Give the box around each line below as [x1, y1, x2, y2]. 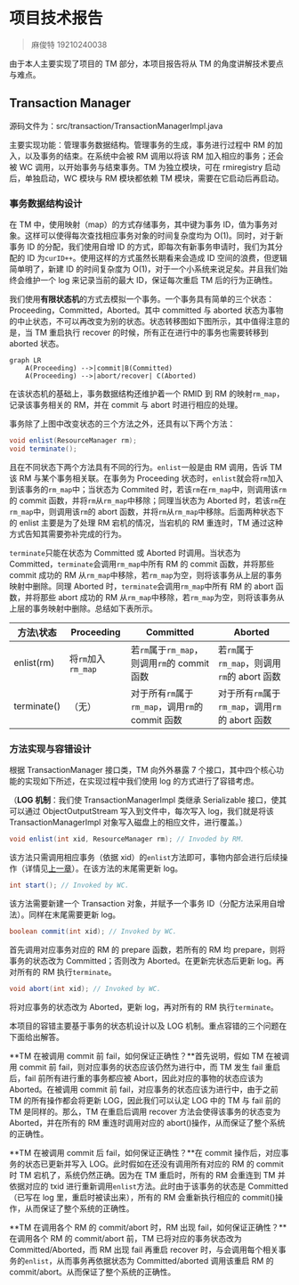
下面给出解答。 [9, 1031, 64, 1042]
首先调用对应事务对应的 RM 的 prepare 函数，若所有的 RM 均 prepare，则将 [9, 944, 286, 955]
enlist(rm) [13, 656, 55, 669]
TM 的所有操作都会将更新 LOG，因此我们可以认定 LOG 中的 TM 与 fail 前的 [9, 1094, 281, 1105]
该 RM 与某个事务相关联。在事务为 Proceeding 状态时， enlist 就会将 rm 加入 [9, 473, 284, 484]
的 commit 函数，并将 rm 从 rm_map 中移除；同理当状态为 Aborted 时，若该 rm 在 [9, 495, 287, 506]
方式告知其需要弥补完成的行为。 [9, 528, 126, 539]
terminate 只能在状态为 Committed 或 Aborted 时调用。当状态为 [9, 547, 241, 557]
